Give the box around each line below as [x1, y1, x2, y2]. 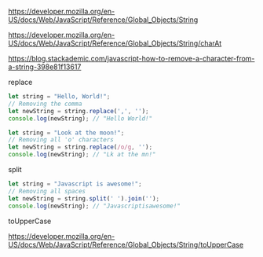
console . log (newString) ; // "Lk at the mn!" [8, 151, 156, 159]
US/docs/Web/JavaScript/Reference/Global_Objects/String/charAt [8, 39, 222, 48]
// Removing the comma [8, 100, 82, 108]
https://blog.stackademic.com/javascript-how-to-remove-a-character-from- [8, 54, 255, 63]
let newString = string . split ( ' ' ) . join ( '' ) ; [8, 194, 159, 203]
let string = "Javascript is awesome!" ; [8, 180, 143, 188]
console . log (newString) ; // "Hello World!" [8, 114, 153, 123]
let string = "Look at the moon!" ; [8, 129, 125, 137]
